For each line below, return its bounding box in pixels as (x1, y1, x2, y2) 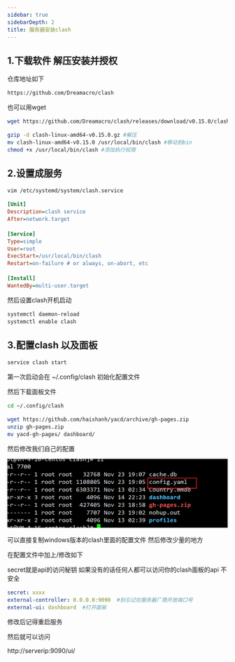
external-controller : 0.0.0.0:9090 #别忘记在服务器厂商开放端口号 (7, 597, 194, 604)
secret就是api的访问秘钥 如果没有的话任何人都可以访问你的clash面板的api (7, 565, 219, 574)
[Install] (7, 275, 36, 282)
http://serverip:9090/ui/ (7, 646, 76, 655)
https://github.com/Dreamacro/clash (7, 90, 114, 97)
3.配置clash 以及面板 (7, 339, 98, 351)
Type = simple (7, 238, 42, 245)
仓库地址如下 (7, 74, 44, 83)
